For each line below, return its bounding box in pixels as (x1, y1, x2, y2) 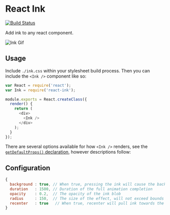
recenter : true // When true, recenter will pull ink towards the (10, 201, 164, 206)
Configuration (5, 163, 51, 172)
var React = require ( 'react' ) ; (5, 83, 71, 88)
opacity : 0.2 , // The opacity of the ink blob (10, 191, 121, 196)
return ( (14, 106, 33, 112)
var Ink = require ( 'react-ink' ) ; (5, 87, 76, 93)
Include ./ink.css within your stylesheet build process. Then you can (5, 67, 150, 74)
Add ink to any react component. (5, 29, 74, 35)
